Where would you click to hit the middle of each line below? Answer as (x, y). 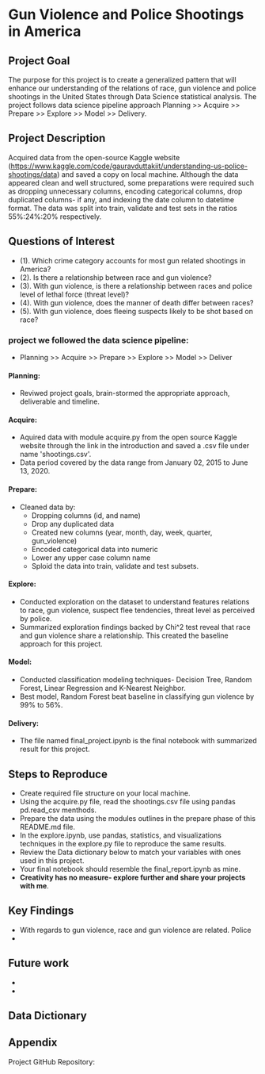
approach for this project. (61, 643)
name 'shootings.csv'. (55, 455)
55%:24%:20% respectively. (55, 217)
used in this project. (52, 860)
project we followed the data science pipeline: (98, 340)
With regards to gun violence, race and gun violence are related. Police (135, 930)
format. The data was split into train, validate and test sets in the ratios (123, 208)
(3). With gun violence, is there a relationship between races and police (136, 286)
